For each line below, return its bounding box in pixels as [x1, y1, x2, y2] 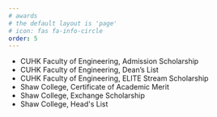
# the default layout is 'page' [8, 19, 117, 27]
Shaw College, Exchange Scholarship [19, 90, 146, 101]
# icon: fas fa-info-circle [8, 27, 104, 35]
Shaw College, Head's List [19, 99, 108, 109]
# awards [8, 11, 38, 20]
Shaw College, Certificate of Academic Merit [19, 82, 170, 92]
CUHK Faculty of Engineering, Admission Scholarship [19, 56, 199, 66]
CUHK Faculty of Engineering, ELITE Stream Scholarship [19, 73, 209, 83]
